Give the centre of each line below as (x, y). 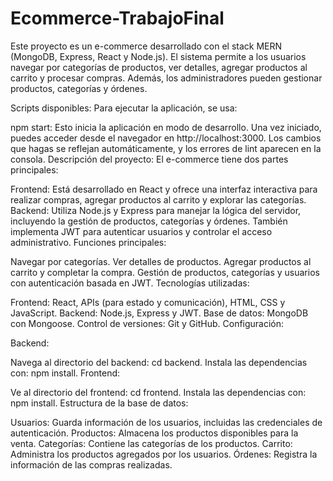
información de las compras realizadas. (91, 464)
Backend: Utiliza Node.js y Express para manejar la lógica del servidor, (156, 210)
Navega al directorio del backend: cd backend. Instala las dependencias (159, 362)
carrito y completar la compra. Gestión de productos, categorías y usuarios (165, 272)
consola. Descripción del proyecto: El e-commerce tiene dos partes (149, 159)
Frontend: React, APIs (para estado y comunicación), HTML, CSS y (148, 302)
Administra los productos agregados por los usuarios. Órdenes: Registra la (164, 454)
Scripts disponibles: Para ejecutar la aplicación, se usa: (124, 108)
